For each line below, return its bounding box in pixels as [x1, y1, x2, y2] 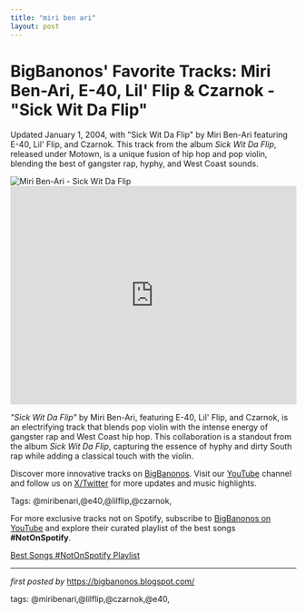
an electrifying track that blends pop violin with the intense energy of [10, 421, 269, 432]
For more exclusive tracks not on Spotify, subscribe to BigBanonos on [10, 513, 271, 524]
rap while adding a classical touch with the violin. [10, 450, 194, 461]
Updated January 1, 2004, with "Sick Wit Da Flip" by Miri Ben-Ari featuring [10, 129, 289, 141]
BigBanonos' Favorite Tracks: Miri [10, 61, 271, 82]
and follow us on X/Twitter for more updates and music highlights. [10, 478, 257, 489]
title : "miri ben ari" [10, 13, 96, 23]
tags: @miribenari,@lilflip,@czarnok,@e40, [10, 594, 171, 605]
